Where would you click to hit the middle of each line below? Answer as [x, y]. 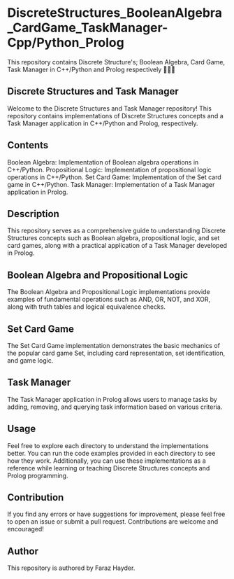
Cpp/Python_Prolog [66, 43]
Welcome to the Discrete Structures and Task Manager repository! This [109, 108]
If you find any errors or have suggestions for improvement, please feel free [116, 514]
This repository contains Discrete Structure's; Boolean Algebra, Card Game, [116, 62]
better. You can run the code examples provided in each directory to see [111, 453]
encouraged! [25, 529]
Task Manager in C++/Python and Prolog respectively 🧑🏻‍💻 [92, 69]
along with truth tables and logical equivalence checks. [87, 307]
